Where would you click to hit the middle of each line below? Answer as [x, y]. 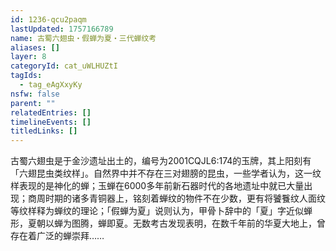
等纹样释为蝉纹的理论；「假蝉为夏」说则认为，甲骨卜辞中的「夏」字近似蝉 [161, 211]
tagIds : [26, 76]
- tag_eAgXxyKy [51, 85]
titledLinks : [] [44, 131]
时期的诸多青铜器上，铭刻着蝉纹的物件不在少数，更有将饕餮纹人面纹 [185, 198]
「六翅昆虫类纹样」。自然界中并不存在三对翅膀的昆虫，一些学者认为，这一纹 [166, 173]
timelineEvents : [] [51, 122]
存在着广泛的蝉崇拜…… [57, 236]
